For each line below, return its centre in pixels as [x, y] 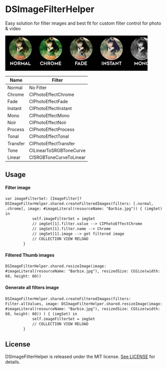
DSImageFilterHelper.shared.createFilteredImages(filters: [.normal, [79, 204]
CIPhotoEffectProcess [52, 130]
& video [13, 28]
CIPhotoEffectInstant [51, 109]
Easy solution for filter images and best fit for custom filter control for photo [83, 23]
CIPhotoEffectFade [49, 102]
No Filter [38, 87]
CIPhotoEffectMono [49, 115]
